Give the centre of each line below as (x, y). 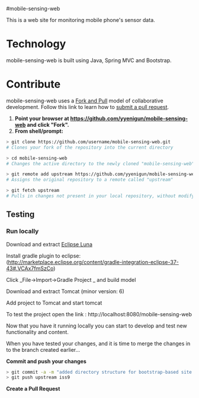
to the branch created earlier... (43, 349)
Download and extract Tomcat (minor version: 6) (65, 291)
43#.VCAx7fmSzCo (30, 268)
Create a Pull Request (33, 389)
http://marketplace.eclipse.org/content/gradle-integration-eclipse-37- (94, 262)
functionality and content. (38, 332)
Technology (36, 44)
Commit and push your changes (46, 361)
